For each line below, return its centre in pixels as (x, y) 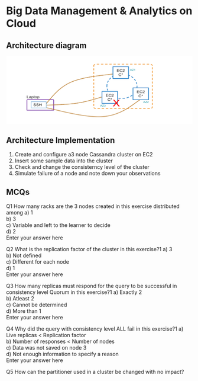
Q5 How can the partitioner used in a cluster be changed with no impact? (95, 372)
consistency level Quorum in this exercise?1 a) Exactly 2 (74, 292)
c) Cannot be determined (37, 305)
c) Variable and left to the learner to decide (58, 225)
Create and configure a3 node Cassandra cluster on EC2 (84, 155)
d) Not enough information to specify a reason (63, 354)
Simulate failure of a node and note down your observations (87, 174)
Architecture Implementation (61, 140)
